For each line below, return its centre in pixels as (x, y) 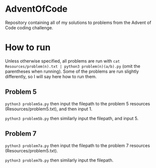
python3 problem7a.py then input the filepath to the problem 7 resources (78, 146)
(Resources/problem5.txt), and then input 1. (49, 109)
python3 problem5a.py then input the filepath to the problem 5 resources (78, 104)
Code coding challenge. (29, 27)
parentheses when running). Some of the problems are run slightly (72, 71)
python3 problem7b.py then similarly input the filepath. (59, 160)
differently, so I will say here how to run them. (51, 76)
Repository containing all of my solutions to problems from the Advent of (78, 22)
